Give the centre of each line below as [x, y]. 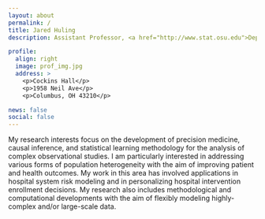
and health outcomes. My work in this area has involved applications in [123, 173]
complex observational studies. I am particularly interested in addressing [126, 156]
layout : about [32, 15]
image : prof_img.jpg [49, 67]
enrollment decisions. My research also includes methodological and [120, 190]
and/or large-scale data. [77, 206]
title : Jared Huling [42, 30]
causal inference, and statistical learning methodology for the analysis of [126, 148]
